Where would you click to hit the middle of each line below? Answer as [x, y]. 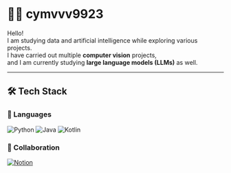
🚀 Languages [29, 114]
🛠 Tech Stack [37, 91]
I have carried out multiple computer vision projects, [82, 55]
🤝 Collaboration [34, 147]
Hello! [15, 33]
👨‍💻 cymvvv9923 [55, 14]
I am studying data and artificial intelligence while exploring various [102, 40]
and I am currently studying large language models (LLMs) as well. [102, 62]
